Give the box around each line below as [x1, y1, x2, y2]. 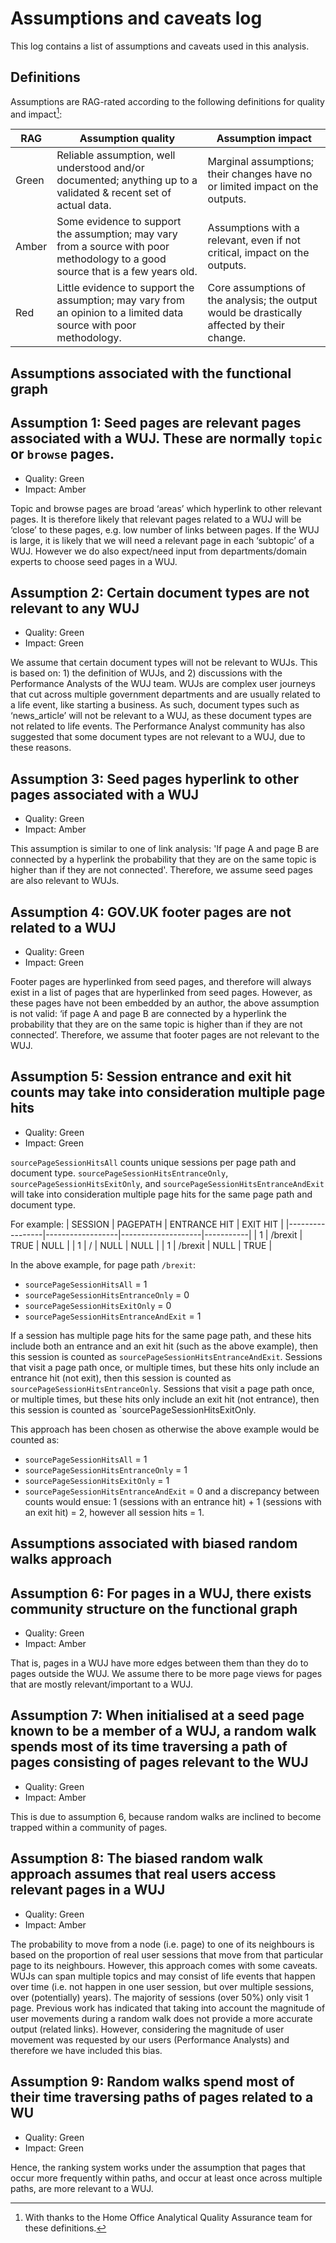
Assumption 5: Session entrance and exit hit [10, 1068, 292, 1086]
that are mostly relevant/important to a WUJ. [10, 1678, 193, 1691]
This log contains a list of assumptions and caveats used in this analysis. [10, 40, 310, 52]
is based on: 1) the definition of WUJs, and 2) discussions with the [10, 667, 283, 679]
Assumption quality [79, 132, 176, 146]
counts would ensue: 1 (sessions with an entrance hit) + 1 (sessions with [24, 1495, 322, 1507]
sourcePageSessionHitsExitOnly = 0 [24, 1299, 172, 1311]
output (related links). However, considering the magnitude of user [10, 2023, 285, 2035]
